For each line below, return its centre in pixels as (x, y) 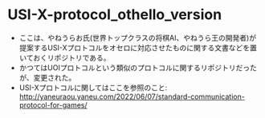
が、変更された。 (47, 77)
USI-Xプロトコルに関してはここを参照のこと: (93, 87)
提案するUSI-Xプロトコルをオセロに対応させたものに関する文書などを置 (138, 47)
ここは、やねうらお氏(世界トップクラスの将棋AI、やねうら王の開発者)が (138, 37)
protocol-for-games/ (53, 104)
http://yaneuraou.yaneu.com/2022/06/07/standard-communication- (132, 96)
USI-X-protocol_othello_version (115, 15)
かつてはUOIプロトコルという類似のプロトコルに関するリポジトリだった (138, 67)
